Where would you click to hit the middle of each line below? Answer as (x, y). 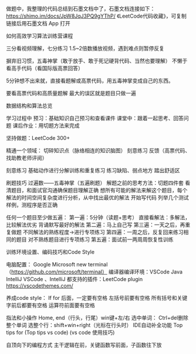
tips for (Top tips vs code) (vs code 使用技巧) (60, 332)
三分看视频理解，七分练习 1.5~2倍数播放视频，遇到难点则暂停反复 (85, 48)
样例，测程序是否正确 (32, 205)
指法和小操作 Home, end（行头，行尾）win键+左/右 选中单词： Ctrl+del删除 (97, 318)
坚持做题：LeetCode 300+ (38, 138)
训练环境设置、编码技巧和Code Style (50, 252)
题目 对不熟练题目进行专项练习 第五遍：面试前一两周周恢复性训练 (95, 239)
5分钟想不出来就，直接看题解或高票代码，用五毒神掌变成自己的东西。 (90, 81)
